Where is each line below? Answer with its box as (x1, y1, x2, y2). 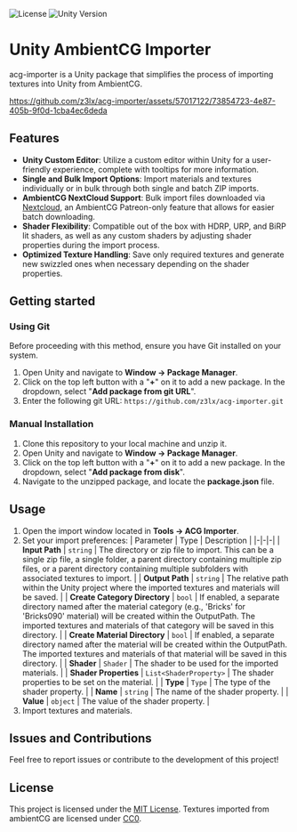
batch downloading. (21, 211, 96, 222)
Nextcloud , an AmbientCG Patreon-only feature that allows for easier (21, 201, 275, 213)
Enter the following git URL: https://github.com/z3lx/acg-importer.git (21, 396, 285, 407)
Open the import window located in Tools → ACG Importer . (21, 525, 240, 536)
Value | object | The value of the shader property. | (21, 695, 211, 707)
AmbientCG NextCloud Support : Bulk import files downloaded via (21, 192, 266, 203)
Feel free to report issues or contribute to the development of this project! (9, 755, 279, 765)
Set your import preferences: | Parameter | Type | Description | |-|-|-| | (21, 535, 280, 545)
